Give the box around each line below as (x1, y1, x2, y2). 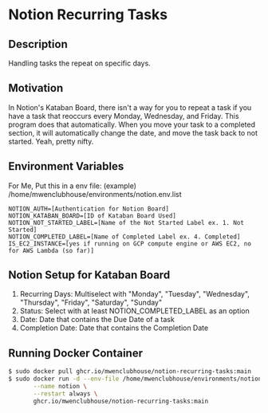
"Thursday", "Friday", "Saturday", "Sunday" (19, 297, 163, 308)
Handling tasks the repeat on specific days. (8, 58, 152, 68)
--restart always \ (33, 389, 98, 398)
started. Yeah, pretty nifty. (8, 136, 94, 146)
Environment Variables (8, 159, 124, 173)
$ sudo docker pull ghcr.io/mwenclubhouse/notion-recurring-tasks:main (8, 368, 251, 376)
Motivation (8, 81, 64, 95)
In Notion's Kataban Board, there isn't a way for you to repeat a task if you (8, 102, 252, 112)
